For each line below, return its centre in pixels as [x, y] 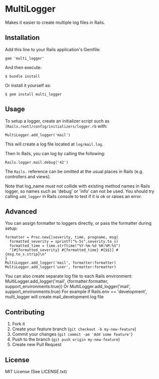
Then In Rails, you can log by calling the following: [55, 153]
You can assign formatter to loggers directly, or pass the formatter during [78, 223]
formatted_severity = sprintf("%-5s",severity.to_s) [64, 242]
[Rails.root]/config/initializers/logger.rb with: [56, 126]
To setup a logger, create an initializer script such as [57, 121]
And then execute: [23, 67]
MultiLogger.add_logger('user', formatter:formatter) [61, 267]
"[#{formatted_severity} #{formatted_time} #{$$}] [62, 250]
